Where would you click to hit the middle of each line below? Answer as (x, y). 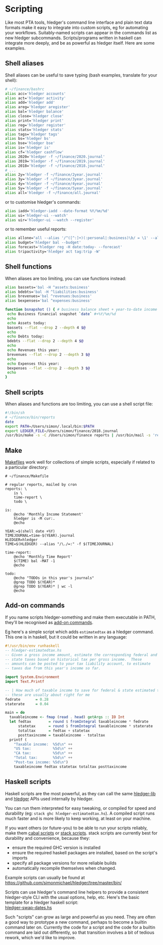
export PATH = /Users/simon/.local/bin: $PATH (50, 426)
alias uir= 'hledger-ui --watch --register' (50, 220)
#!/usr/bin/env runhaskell (32, 646)
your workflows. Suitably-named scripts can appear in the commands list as (81, 32)
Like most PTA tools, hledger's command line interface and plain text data (79, 22)
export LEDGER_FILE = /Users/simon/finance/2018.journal (62, 431)
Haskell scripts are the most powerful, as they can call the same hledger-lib (81, 793)
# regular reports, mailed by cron (41, 485)
